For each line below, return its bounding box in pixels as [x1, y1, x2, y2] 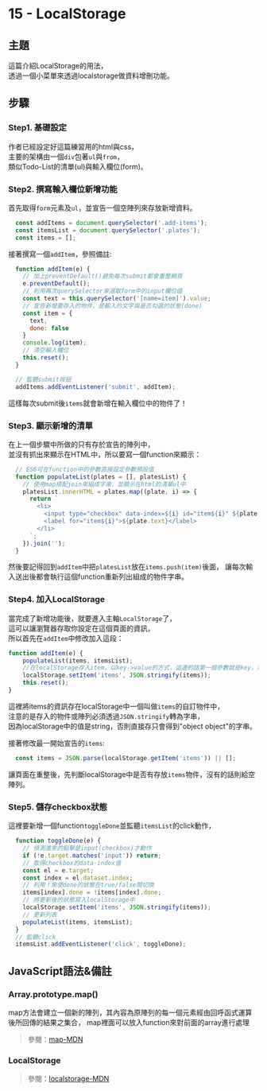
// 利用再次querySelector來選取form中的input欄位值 [22, 287, 183, 295]
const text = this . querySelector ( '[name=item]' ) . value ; [22, 295, 212, 303]
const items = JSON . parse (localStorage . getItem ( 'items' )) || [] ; [15, 754, 237, 762]
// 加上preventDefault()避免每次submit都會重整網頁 [22, 272, 183, 281]
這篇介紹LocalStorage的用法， [8, 61, 108, 70]
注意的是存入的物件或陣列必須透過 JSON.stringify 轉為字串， [8, 711, 205, 720]
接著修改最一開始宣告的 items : [8, 738, 105, 747]
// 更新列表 [22, 910, 57, 918]
